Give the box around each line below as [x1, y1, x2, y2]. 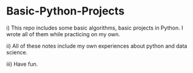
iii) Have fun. [6, 60, 38, 68]
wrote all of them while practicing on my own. [6, 30, 120, 37]
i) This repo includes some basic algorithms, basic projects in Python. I [6, 24, 183, 31]
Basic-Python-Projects [6, 4, 125, 18]
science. [6, 48, 28, 56]
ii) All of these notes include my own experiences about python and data [6, 42, 188, 49]
